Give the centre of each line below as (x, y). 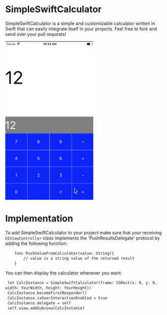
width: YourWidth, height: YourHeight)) (49, 288)
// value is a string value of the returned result (79, 258)
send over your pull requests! (36, 34)
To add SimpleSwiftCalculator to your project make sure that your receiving (83, 232)
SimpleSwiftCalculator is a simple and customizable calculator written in (80, 23)
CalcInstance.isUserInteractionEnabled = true (57, 298)
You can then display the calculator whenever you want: (64, 273)
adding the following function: (36, 243)
